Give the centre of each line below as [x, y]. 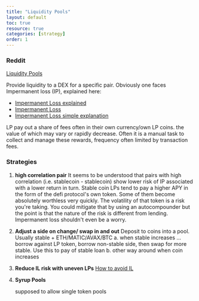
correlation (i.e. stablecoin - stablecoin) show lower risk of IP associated [104, 181]
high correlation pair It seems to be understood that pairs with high [98, 175]
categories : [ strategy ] [36, 34]
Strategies [22, 162]
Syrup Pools [30, 279]
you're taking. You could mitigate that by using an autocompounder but [102, 206]
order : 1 [17, 39]
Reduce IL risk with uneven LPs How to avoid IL [74, 268]
